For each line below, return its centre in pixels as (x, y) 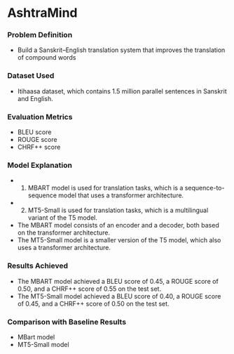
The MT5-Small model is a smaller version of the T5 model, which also (119, 240)
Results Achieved (38, 266)
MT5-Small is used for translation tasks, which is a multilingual (118, 210)
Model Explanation (40, 165)
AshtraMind (42, 13)
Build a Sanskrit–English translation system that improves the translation (121, 50)
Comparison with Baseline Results (67, 322)
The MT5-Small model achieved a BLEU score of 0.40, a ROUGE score (119, 296)
